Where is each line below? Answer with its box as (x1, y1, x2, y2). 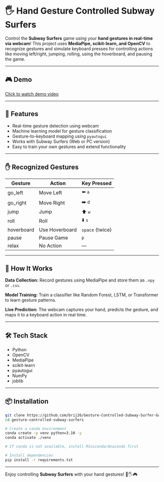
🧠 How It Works (5, 264, 53, 272)
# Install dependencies (5, 453, 54, 458)
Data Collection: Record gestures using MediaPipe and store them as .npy (5, 277, 155, 283)
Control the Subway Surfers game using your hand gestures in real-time (5, 35, 153, 41)
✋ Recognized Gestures (5, 163, 79, 171)
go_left (7, 189, 23, 196)
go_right (7, 199, 27, 206)
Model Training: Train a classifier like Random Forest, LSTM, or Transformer (5, 292, 159, 298)
